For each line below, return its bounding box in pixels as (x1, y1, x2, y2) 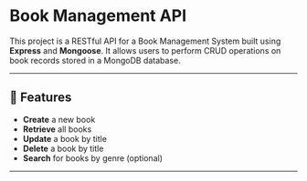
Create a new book (22, 114, 96, 125)
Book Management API (9, 5, 187, 26)
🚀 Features (9, 90, 72, 106)
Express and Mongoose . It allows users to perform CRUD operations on (9, 45, 281, 55)
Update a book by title (22, 133, 108, 144)
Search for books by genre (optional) (22, 152, 163, 164)
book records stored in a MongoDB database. (9, 55, 181, 65)
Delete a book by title (22, 143, 104, 154)
